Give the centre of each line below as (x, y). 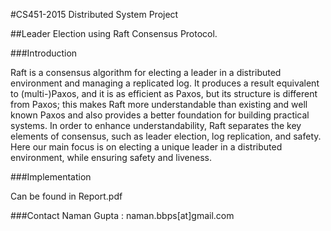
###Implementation (51, 177)
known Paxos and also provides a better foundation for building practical (160, 115)
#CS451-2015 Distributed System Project (94, 14)
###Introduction (44, 53)
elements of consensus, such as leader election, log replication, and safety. (166, 136)
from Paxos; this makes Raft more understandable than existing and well (159, 104)
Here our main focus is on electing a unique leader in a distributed (146, 147)
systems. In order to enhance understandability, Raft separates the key (156, 125)
